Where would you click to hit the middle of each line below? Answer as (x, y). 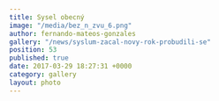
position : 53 (33, 50)
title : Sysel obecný (47, 17)
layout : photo (35, 83)
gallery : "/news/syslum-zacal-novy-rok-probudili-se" (110, 42)
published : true (39, 58)
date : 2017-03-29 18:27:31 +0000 (71, 67)
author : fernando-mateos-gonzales (73, 33)
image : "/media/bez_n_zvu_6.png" (71, 25)
